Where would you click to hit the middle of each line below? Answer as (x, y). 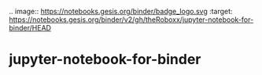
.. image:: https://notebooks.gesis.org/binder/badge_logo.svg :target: (121, 11)
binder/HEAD (30, 28)
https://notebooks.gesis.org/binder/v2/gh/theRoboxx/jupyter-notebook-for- (131, 20)
